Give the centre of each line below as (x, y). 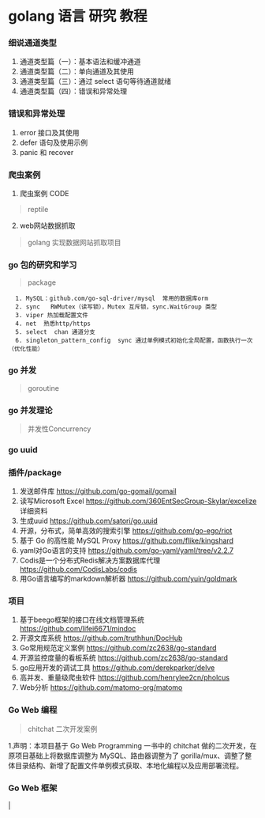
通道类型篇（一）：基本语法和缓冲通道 (80, 62)
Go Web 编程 (33, 710)
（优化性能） (26, 349)
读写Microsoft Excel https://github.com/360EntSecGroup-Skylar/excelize (138, 501)
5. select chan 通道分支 (56, 332)
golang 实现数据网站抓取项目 (74, 243)
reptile (38, 210)
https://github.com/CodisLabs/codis (78, 570)
